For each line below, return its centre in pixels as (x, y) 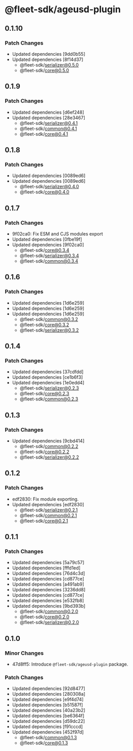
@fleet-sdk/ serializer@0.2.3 (49, 388)
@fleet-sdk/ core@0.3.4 (45, 250)
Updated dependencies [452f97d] (48, 732)
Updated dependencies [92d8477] (48, 689)
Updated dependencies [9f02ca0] (48, 245)
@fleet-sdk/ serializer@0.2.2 (49, 457)
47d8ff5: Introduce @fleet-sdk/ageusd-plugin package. (70, 664)
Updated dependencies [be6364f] (48, 716)
